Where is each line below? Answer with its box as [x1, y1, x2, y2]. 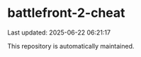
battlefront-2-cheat [7, 5, 125, 21]
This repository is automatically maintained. [7, 42, 135, 50]
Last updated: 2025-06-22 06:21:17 [7, 28, 111, 37]
